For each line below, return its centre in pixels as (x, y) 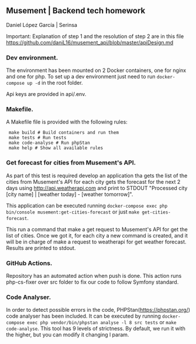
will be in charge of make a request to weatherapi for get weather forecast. (96, 242)
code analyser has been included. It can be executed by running (83, 316)
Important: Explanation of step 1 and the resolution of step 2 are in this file (95, 36)
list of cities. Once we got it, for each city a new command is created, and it (97, 235)
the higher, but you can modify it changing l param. (68, 335)
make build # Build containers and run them (63, 133)
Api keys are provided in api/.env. (46, 94)
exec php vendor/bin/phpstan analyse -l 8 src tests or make (102, 322)
